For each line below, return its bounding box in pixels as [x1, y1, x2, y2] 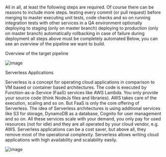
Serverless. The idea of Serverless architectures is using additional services [5, 106, 161, 111]
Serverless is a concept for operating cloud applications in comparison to [5, 79, 155, 85]
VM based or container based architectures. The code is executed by [5, 84, 147, 90]
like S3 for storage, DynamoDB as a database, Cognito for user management [5, 111, 162, 117]
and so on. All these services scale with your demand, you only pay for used [5, 116, 161, 121]
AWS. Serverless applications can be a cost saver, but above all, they [5, 126, 146, 132]
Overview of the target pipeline [5, 50, 68, 56]
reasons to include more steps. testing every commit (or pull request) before [5, 9, 161, 15]
